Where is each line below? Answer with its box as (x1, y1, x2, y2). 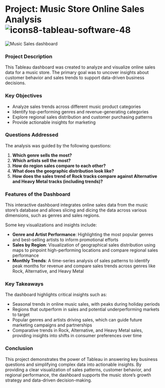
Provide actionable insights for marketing (12, 119, 96, 125)
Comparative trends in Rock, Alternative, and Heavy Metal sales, (12, 327, 143, 333)
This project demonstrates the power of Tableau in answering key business (5, 356, 158, 362)
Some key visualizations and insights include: (5, 222, 97, 228)
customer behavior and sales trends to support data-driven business (5, 75, 144, 81)
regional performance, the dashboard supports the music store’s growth (5, 372, 151, 378)
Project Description (5, 53, 53, 60)
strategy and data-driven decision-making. (5, 377, 92, 383)
